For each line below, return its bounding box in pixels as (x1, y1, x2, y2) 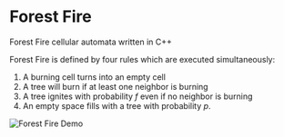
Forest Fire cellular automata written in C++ (9, 36, 173, 47)
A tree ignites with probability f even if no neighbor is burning (22, 91, 253, 102)
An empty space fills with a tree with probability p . (22, 100, 211, 111)
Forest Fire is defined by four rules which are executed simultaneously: (9, 54, 276, 64)
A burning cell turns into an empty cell (22, 71, 167, 83)
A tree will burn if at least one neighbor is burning (22, 81, 208, 92)
